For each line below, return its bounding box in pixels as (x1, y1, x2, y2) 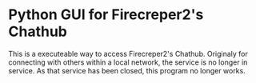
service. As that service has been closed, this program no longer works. (8, 65, 246, 75)
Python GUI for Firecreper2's (8, 6, 204, 24)
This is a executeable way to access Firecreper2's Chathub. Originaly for (8, 49, 248, 58)
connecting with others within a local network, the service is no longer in (8, 57, 248, 67)
